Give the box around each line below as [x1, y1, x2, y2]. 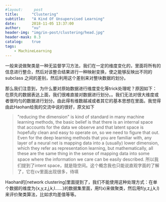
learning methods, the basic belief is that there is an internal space [17, 119, 153, 125]
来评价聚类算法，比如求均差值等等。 [5, 191, 79, 197]
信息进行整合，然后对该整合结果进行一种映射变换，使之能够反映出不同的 [5, 68, 152, 74]
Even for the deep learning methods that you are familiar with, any [17, 135, 152, 140]
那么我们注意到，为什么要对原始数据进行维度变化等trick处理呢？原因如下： [5, 85, 157, 91]
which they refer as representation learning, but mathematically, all [17, 145, 153, 151]
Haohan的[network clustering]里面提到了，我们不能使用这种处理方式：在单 [5, 179, 158, 185]
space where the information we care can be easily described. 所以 [17, 156, 155, 162]
